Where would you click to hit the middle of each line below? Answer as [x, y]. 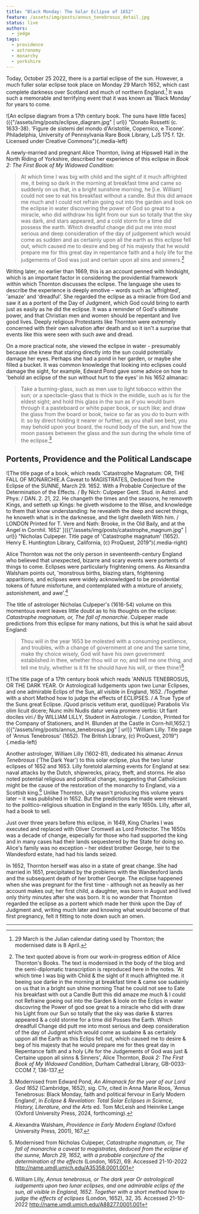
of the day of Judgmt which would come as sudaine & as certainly [95, 1032]
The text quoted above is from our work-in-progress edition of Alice [97, 957]
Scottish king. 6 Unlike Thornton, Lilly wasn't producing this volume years [95, 792]
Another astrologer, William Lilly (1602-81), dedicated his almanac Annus [94, 753]
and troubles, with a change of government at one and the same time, [106, 647]
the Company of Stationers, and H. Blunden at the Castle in [78, 723]
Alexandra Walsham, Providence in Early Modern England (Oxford [95, 1125]
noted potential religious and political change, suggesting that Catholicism [97, 779]
